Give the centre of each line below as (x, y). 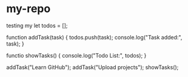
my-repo (29, 9)
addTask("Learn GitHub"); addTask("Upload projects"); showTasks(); (92, 67)
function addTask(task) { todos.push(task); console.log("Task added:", (94, 37)
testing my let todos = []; (37, 25)
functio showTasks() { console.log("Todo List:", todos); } (76, 55)
